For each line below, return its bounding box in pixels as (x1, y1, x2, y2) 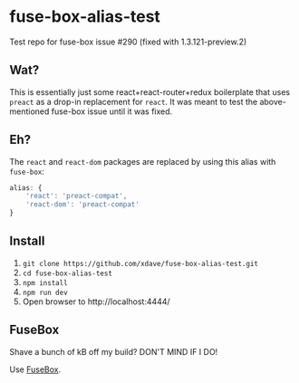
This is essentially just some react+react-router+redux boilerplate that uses (9, 86, 291, 97)
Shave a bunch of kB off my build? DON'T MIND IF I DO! (9, 346, 218, 357)
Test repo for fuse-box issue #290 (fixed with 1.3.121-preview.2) (9, 36, 247, 47)
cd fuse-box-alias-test (22, 269, 113, 278)
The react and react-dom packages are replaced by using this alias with (9, 156, 276, 167)
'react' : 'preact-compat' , (25, 192, 128, 201)
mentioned (9, 106, 50, 117)
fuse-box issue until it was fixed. (51, 106, 173, 117)
